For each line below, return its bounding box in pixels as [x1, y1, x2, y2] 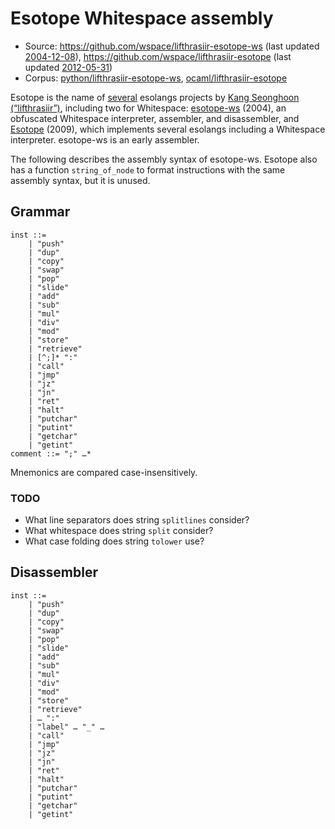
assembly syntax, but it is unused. [10, 174, 151, 186]
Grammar [10, 203, 71, 221]
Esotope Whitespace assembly [10, 7, 274, 30]
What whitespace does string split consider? [24, 525, 214, 537]
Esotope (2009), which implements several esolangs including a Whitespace [10, 123, 326, 135]
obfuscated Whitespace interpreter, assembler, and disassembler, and [10, 112, 300, 124]
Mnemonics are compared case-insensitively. [10, 466, 198, 478]
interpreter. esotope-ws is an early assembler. [10, 133, 200, 146]
